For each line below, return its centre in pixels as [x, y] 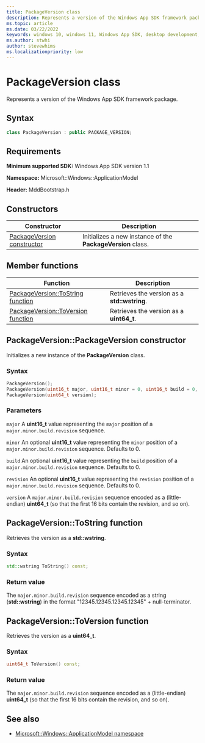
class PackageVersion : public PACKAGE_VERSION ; [69, 132]
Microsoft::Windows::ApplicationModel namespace [79, 734]
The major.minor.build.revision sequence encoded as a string [86, 595]
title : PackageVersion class [43, 12]
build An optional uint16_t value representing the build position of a [92, 460]
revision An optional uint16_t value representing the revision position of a [100, 479]
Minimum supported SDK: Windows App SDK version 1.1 [78, 166]
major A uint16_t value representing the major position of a [80, 424]
